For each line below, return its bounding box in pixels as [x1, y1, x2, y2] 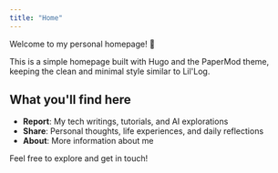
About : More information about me [22, 136, 154, 147]
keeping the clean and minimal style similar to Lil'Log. [9, 66, 211, 76]
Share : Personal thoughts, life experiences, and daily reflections [22, 126, 264, 137]
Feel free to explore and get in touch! [9, 153, 149, 164]
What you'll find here [9, 92, 132, 107]
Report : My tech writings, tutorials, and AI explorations [22, 116, 229, 127]
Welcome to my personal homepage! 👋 [9, 38, 155, 49]
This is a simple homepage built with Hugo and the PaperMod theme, [9, 56, 270, 66]
